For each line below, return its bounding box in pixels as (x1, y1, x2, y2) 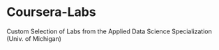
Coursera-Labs (6, 4, 96, 20)
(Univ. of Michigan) (6, 34, 62, 42)
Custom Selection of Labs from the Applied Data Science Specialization (6, 27, 212, 35)
